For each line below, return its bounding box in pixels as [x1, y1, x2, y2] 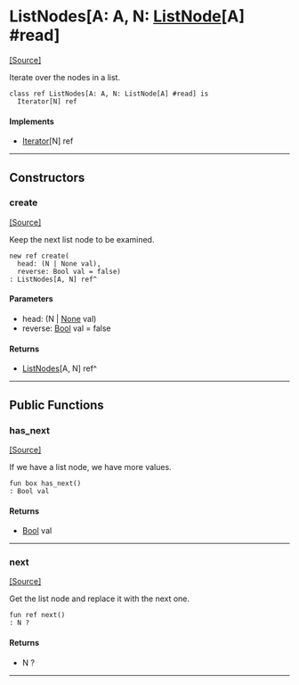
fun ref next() [9, 611, 66, 620]
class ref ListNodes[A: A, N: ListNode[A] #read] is [9, 89, 209, 98]
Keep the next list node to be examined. [9, 234, 155, 244]
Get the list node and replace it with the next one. [9, 593, 190, 604]
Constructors [9, 169, 85, 185]
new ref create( [9, 252, 69, 260]
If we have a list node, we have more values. [9, 461, 172, 472]
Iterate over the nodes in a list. [9, 71, 121, 82]
